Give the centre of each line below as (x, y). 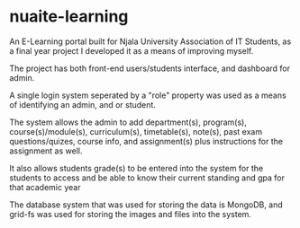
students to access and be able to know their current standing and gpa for (147, 178)
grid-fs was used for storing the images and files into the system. (131, 214)
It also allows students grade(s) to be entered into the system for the (136, 168)
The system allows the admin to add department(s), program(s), (128, 122)
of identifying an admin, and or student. (82, 104)
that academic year (45, 187)
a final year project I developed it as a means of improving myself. (132, 50)
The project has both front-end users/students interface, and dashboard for (150, 68)
